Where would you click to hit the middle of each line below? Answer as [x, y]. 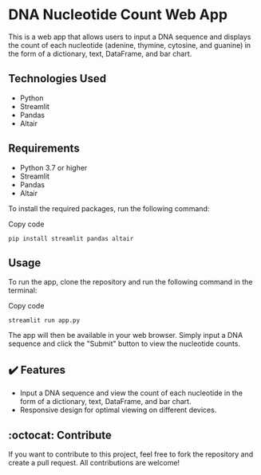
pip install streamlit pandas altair [71, 238]
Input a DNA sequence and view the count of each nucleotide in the [131, 393]
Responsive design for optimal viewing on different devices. [118, 410]
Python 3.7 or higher [53, 167]
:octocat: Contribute [60, 435]
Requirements [44, 149]
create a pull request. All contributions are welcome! [94, 463]
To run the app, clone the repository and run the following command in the [130, 282]
